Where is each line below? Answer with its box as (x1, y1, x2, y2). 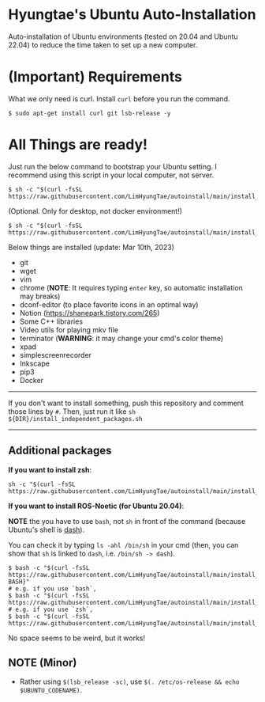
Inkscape (19, 359, 50, 368)
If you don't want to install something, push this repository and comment (8, 398, 244, 408)
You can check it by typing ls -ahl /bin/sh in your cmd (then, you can (8, 540, 239, 549)
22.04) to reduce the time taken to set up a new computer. (8, 40, 198, 49)
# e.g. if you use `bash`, (8, 584, 97, 593)
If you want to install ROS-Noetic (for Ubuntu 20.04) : (8, 501, 185, 510)
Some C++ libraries (19, 317, 84, 326)
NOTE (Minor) (8, 656, 77, 670)
